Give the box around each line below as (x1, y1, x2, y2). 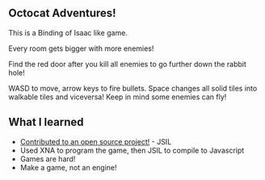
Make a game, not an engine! (19, 162, 117, 172)
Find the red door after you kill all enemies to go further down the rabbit (8, 59, 246, 69)
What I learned (8, 115, 84, 129)
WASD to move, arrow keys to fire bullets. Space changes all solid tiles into (8, 83, 258, 93)
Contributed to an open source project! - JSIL (19, 136, 172, 146)
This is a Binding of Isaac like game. (8, 27, 128, 37)
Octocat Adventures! (8, 6, 116, 20)
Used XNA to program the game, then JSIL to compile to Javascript (19, 145, 245, 155)
